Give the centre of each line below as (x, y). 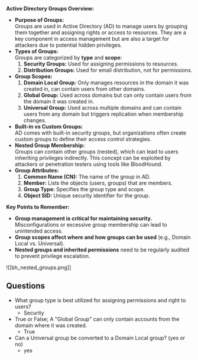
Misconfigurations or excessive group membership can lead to (91, 225)
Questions (26, 286)
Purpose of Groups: (39, 20)
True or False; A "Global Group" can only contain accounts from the (97, 319)
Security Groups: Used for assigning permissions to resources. (101, 64)
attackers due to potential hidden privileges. (68, 45)
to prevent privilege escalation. (52, 256)
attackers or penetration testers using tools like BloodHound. (89, 164)
